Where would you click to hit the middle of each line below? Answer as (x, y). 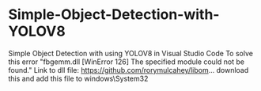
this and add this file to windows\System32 (78, 78)
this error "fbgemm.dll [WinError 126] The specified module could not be (127, 62)
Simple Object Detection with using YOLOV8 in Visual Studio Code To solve (130, 53)
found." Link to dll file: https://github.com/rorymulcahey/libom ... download (129, 70)
